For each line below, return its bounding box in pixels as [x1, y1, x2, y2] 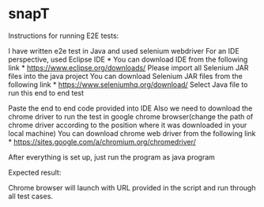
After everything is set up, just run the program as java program [8, 152, 216, 162]
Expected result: [8, 167, 62, 177]
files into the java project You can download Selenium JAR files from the [8, 71, 243, 81]
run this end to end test [8, 88, 85, 97]
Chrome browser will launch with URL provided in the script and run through [8, 183, 256, 192]
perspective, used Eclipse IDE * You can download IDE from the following [8, 55, 248, 64]
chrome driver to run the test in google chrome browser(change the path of [8, 111, 254, 121]
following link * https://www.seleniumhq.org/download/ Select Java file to [8, 80, 248, 89]
